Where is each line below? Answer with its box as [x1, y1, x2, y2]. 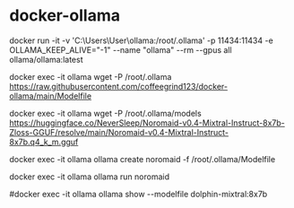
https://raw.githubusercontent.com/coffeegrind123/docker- [9, 81, 229, 91]
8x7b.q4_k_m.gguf [9, 136, 79, 147]
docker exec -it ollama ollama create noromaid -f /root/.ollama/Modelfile [9, 153, 276, 164]
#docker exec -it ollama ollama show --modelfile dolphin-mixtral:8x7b [9, 188, 268, 199]
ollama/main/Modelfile [9, 91, 92, 101]
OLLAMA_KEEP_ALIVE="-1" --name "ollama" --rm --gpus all [9, 44, 232, 55]
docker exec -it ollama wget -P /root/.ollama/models [9, 108, 202, 118]
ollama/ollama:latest [9, 54, 83, 65]
